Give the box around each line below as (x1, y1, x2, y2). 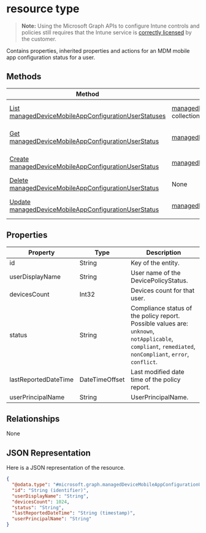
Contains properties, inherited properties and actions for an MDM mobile (6, 47, 190, 54)
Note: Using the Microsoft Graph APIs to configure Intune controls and (21, 22, 200, 29)
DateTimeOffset (79, 375, 125, 384)
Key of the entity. (131, 259, 180, 267)
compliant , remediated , (131, 342, 196, 351)
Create (9, 154, 29, 163)
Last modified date (131, 367, 185, 376)
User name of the (131, 268, 181, 277)
